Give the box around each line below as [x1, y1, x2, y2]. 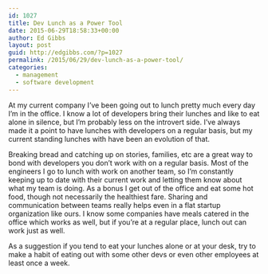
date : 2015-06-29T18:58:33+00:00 [8, 26, 120, 34]
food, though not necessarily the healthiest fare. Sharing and [8, 192, 208, 202]
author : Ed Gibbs [8, 33, 66, 42]
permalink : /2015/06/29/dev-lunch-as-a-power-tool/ [8, 57, 183, 65]
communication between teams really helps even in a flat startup [8, 200, 221, 209]
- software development [15, 78, 94, 86]
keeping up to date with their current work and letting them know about [8, 174, 242, 184]
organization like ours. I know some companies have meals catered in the [8, 209, 250, 218]
